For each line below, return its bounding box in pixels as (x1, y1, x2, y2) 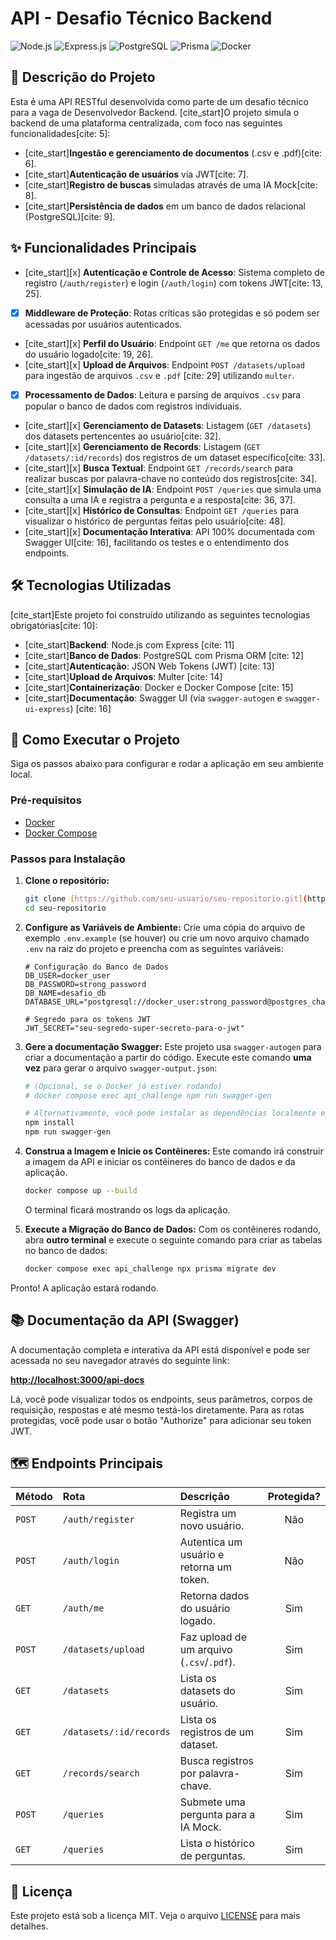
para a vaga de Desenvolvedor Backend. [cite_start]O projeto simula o (10, 106, 300, 118)
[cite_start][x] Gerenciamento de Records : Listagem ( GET (24, 440, 261, 452)
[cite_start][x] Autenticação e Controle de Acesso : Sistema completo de (24, 266, 326, 278)
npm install (24, 1118, 75, 1128)
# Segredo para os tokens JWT (24, 1014, 152, 1024)
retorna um (179, 1560, 232, 1574)
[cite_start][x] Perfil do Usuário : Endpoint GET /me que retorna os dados (24, 337, 321, 349)
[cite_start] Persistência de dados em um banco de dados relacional (24, 200, 307, 212)
